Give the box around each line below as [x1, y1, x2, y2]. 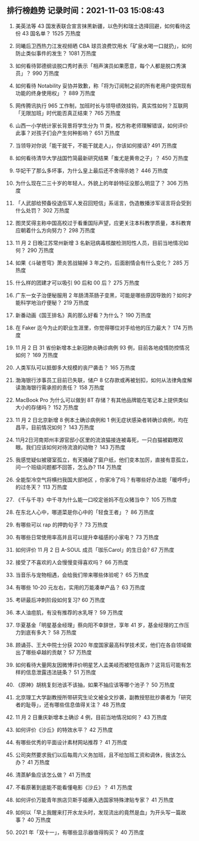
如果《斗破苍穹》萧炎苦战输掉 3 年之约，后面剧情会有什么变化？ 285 [15, 259, 182, 266]
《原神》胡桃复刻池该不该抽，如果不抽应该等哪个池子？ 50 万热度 [15, 681, 175, 688]
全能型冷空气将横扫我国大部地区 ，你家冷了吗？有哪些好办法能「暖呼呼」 [15, 476, 193, 483]
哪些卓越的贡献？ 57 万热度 [25, 649, 92, 656]
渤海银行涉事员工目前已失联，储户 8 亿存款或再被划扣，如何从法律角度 [15, 377, 188, 384]
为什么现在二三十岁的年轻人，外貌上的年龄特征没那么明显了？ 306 [15, 179, 177, 186]
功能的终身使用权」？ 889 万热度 [15, 89, 96, 96]
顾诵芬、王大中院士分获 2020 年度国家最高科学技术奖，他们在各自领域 [15, 641, 187, 648]
